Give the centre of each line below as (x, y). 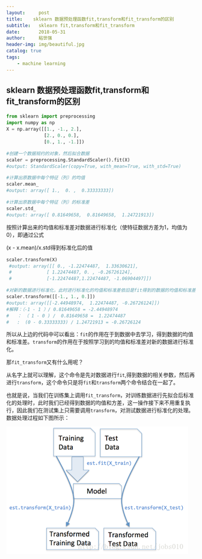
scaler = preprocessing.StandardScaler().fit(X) (68, 160)
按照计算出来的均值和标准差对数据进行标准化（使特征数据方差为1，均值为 (97, 227)
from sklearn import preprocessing (51, 117)
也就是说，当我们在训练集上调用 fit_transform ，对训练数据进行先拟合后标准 (100, 395)
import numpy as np (31, 123)
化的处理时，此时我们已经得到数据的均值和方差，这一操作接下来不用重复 (96, 403)
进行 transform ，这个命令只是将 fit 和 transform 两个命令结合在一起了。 (93, 383)
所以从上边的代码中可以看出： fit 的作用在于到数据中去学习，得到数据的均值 (100, 334)
